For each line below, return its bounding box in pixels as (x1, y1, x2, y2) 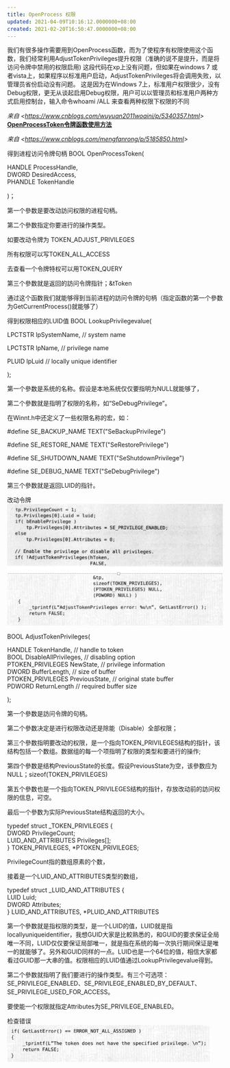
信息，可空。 (18, 793, 55, 802)
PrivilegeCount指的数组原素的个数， (7, 857, 110, 866)
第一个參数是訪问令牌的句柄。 (7, 709, 91, 717)
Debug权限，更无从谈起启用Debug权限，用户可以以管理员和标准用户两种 (7, 89, 213, 97)
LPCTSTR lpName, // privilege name (7, 344, 110, 352)
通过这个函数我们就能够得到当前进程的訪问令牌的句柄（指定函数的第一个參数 (7, 294, 223, 302)
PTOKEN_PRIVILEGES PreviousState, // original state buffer (7, 675, 174, 683)
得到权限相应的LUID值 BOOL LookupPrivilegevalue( (7, 317, 152, 325)
